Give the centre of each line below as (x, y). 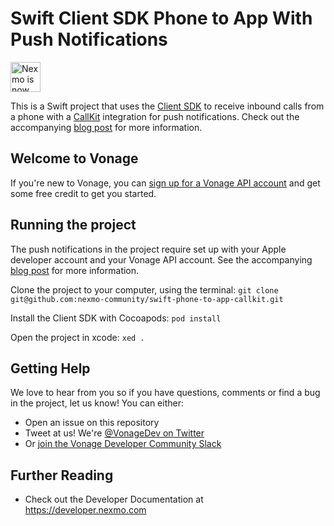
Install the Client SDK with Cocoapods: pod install (116, 318)
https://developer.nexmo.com (85, 510)
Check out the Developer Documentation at (114, 499)
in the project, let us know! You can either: (97, 403)
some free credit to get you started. (83, 193)
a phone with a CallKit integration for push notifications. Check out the (155, 116)
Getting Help (50, 368)
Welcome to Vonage (74, 158)
